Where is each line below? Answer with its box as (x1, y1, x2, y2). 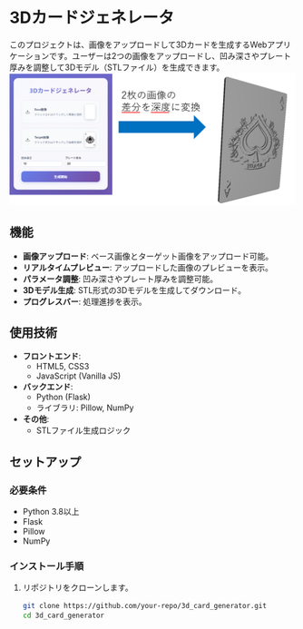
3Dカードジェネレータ (9, 7, 175, 28)
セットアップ (9, 454, 82, 469)
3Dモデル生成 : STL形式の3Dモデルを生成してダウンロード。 (22, 284, 247, 295)
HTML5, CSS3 (35, 361, 90, 372)
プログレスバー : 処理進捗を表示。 (22, 296, 147, 307)
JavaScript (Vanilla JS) (35, 370, 122, 381)
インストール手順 (9, 559, 84, 572)
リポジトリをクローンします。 (22, 582, 133, 594)
